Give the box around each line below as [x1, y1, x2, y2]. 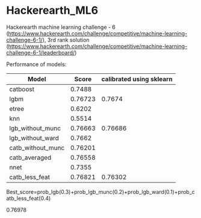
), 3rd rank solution [42, 36, 90, 43]
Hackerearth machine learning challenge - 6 [6, 23, 116, 31]
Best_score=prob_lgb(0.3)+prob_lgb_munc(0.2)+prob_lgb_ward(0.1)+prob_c [6, 188, 196, 195]
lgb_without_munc [9, 124, 61, 132]
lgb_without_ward [9, 133, 59, 142]
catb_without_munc [9, 144, 65, 152]
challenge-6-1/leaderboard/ [6, 49, 75, 56]
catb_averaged [9, 153, 52, 162]
